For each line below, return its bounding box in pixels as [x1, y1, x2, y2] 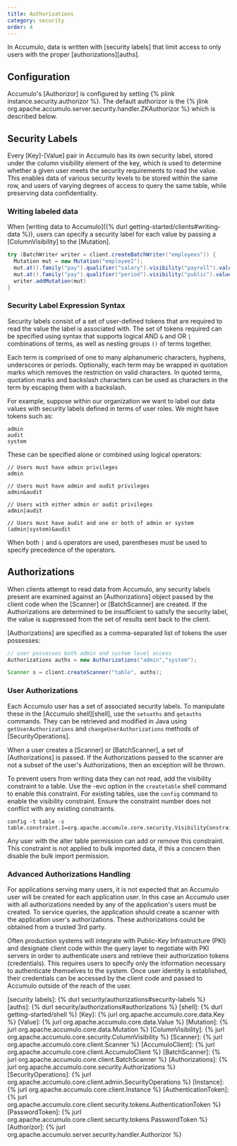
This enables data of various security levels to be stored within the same [7, 174, 218, 182]
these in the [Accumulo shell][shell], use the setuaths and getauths [7, 709, 202, 718]
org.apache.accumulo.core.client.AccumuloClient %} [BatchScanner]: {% [7, 1047, 221, 1056]
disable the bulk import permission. [7, 851, 110, 860]
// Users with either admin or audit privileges [7, 501, 153, 508]
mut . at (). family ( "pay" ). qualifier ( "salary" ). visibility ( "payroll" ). [13, 264, 219, 272]
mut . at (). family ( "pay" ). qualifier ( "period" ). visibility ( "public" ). [13, 271, 217, 278]
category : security [7, 17, 65, 24]
